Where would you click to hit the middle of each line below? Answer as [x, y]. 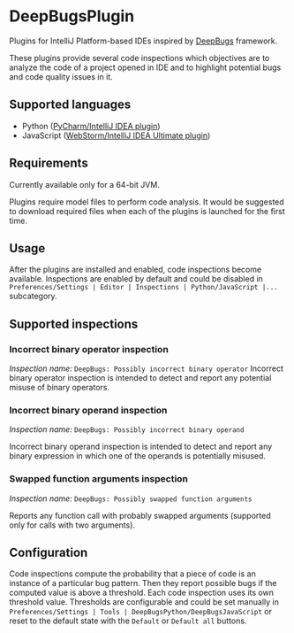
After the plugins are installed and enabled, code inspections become [136, 270]
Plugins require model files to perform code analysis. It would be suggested [147, 202]
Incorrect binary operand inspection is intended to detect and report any [141, 447]
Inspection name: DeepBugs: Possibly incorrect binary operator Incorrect [147, 368]
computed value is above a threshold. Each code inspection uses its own [141, 593]
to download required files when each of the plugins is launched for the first [147, 211]
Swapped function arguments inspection [98, 479]
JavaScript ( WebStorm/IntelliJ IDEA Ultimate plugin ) [116, 135]
